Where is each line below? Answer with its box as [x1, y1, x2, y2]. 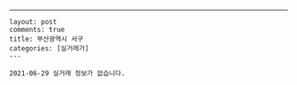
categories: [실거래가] [9, 44, 89, 53]
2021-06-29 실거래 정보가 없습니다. [9, 69, 126, 78]
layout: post [9, 18, 57, 27]
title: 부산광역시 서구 [9, 35, 84, 43]
